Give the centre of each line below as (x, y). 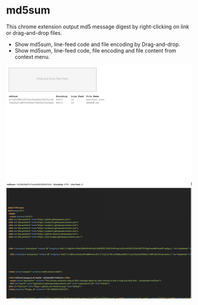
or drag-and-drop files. (34, 32)
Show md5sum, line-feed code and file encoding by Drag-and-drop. (98, 44)
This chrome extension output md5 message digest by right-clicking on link (98, 27)
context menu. (32, 57)
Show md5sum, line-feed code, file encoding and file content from (95, 50)
